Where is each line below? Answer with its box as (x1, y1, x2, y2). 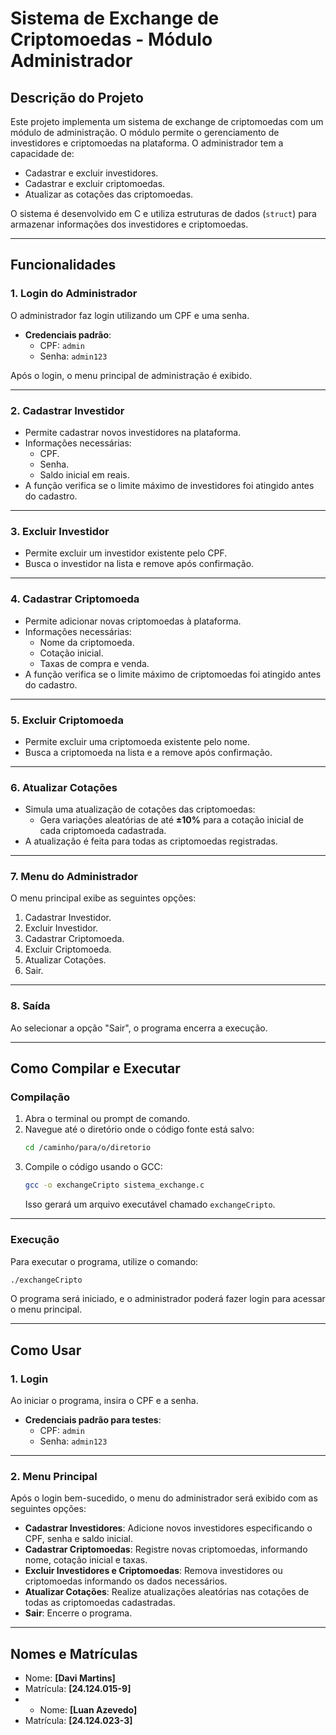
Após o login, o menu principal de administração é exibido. (10, 369, 253, 381)
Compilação (10, 1090, 71, 1104)
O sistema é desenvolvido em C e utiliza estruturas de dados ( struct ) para (10, 208, 317, 219)
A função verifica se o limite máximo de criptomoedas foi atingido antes (24, 668, 322, 680)
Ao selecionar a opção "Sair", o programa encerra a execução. (10, 1022, 268, 1034)
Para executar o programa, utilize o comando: (10, 1255, 199, 1267)
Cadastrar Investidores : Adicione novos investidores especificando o (24, 1522, 313, 1534)
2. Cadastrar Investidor (10, 403, 125, 417)
